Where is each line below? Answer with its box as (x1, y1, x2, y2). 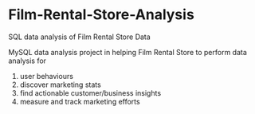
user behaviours (19, 71, 74, 81)
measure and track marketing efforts (19, 96, 141, 106)
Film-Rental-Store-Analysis (8, 6, 195, 24)
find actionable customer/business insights (19, 88, 162, 97)
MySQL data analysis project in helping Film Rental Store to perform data (8, 47, 247, 57)
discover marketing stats (19, 80, 101, 89)
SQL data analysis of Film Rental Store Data (8, 32, 151, 41)
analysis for (8, 56, 46, 65)
